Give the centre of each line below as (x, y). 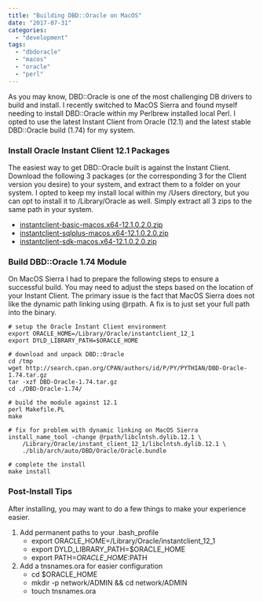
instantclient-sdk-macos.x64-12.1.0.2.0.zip (88, 241)
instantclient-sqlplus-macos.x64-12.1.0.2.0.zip (94, 232)
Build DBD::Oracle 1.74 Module (68, 262)
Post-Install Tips (40, 492)
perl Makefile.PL (37, 410)
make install (29, 472)
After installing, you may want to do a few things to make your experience (127, 508)
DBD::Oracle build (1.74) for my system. (72, 130)
